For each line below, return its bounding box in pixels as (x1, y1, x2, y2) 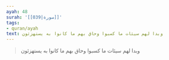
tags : (6, 20, 20, 26)
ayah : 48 (6, 8, 28, 15)
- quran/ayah (6, 25, 39, 31)
